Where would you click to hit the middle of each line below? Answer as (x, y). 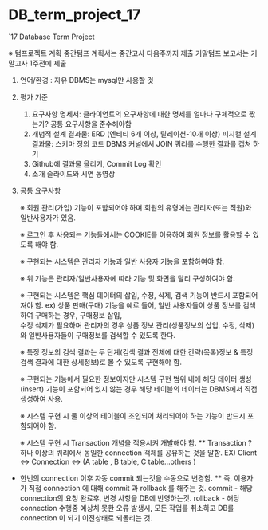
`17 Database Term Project (51, 37)
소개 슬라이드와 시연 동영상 (73, 174)
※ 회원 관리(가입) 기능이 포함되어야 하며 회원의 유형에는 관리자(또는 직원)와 (136, 207)
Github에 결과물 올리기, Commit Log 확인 (97, 163)
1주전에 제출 (48, 63)
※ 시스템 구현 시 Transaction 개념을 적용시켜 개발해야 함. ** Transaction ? (136, 442)
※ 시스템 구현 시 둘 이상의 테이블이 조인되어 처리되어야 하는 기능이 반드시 (132, 415)
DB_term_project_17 (75, 15)
